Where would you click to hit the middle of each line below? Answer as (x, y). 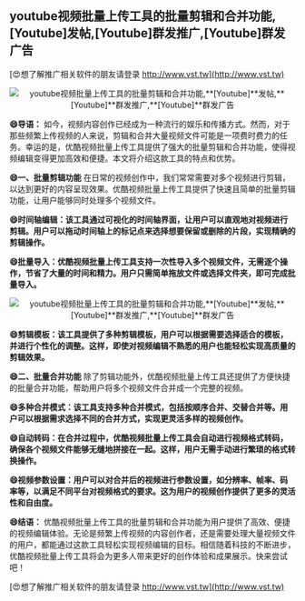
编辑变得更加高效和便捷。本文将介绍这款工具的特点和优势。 (128, 158)
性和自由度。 (33, 502)
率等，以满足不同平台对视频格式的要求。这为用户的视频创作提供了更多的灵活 (152, 491)
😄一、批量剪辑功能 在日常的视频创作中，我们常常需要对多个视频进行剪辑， (150, 177)
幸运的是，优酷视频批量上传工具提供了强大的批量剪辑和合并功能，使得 (156, 146)
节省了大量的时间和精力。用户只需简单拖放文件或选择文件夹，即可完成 (156, 273)
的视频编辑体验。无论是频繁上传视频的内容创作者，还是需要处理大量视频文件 (152, 533)
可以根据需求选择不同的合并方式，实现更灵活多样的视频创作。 (132, 418)
